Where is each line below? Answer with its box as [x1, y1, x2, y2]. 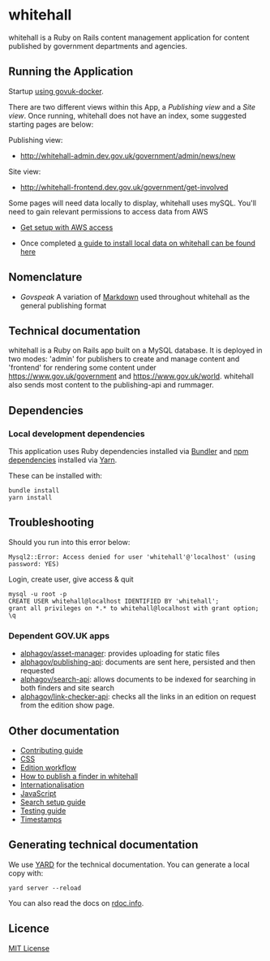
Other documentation [8, 724, 120, 738]
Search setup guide [19, 797, 87, 807]
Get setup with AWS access [19, 222, 114, 232]
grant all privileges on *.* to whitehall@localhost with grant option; [8, 604, 259, 613]
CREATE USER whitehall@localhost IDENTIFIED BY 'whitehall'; [8, 597, 220, 605]
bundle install [8, 487, 60, 495]
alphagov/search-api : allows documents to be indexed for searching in [19, 674, 256, 684]
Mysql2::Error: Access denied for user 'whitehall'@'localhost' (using [8, 552, 255, 561]
